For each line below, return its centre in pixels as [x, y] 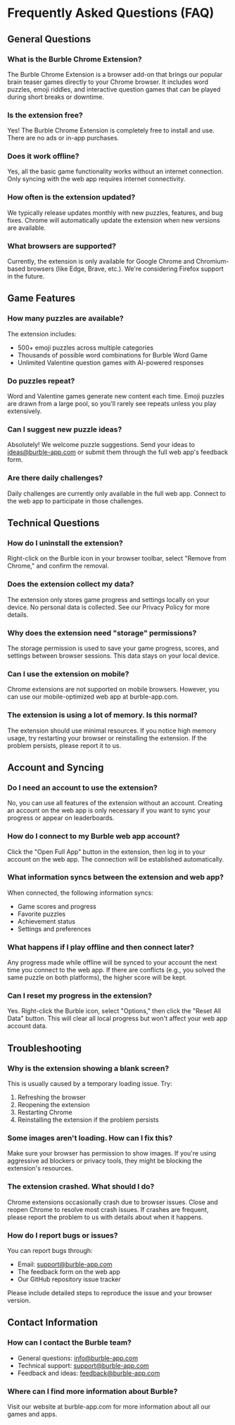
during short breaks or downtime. [56, 97]
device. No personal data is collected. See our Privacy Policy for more [108, 607]
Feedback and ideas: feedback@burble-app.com [89, 1373]
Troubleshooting [45, 1048]
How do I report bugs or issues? [63, 1235]
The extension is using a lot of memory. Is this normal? [103, 715]
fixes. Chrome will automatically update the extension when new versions [114, 220]
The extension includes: [42, 334]
